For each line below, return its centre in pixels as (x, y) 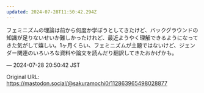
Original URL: (23, 77)
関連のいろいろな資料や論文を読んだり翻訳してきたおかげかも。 (97, 53)
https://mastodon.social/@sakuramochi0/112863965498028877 (87, 83)
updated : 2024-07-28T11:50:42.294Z (52, 12)
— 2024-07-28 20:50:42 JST (43, 65)
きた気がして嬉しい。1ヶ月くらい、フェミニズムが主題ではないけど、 (93, 45)
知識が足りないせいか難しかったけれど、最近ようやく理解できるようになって (102, 38)
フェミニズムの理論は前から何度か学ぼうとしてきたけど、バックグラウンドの (102, 30)
